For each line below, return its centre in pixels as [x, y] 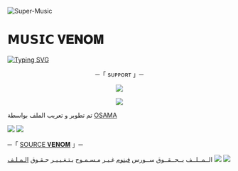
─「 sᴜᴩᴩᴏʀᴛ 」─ [119, 74]
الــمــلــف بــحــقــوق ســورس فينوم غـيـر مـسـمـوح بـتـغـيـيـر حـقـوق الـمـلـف [110, 159]
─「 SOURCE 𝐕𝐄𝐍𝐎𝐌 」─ [45, 144]
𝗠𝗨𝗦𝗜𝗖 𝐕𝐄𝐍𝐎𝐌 [56, 40]
